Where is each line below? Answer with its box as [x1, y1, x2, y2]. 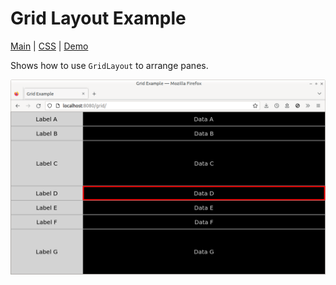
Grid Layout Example [10, 7, 187, 30]
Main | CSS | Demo [10, 40, 89, 52]
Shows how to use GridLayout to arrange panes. [10, 59, 209, 71]
